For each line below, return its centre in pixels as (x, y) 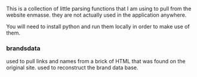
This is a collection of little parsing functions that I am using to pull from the (99, 9)
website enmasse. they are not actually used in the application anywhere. (96, 15)
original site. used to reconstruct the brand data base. (72, 67)
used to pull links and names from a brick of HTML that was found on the (96, 61)
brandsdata (23, 48)
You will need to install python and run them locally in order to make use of (98, 27)
